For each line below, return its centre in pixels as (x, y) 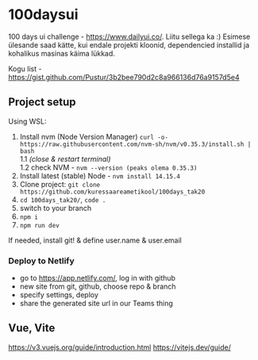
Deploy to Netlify (41, 261)
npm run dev (39, 225)
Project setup (42, 102)
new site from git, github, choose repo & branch (98, 286)
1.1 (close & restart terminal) (65, 159)
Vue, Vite (32, 328)
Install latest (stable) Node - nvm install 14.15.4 (100, 175)
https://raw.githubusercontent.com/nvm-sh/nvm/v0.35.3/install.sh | (135, 144)
